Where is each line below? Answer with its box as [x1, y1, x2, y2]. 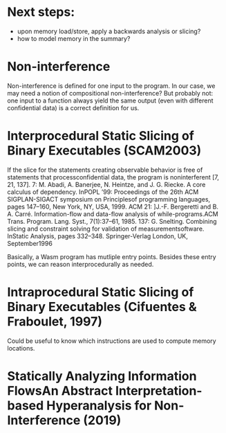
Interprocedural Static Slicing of [7, 128, 195, 144]
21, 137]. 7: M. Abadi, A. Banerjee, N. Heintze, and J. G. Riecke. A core [7, 180, 206, 188]
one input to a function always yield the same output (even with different [7, 96, 214, 105]
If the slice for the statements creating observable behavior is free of [7, 166, 203, 174]
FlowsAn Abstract [7, 382, 113, 398]
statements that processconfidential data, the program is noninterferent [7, [7, 173, 219, 181]
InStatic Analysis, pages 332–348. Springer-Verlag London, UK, [7, 231, 189, 240]
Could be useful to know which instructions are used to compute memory [7, 337, 216, 345]
